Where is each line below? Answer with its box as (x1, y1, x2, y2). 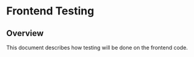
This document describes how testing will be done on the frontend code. (6, 44, 188, 51)
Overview (6, 28, 44, 38)
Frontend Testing (6, 4, 95, 18)
